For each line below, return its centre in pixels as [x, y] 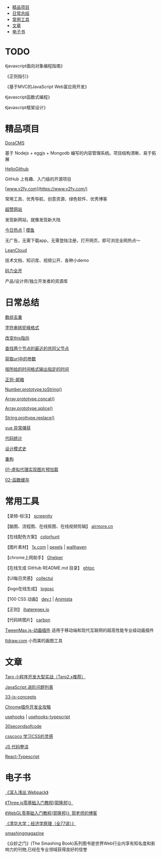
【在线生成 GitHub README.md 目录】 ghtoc [50, 568]
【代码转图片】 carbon [28, 620]
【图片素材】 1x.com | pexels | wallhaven [46, 547]
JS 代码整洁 [17, 746]
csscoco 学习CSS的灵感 [29, 736]
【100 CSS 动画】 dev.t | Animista [39, 599]
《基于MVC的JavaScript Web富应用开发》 [47, 87]
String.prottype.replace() [30, 418]
